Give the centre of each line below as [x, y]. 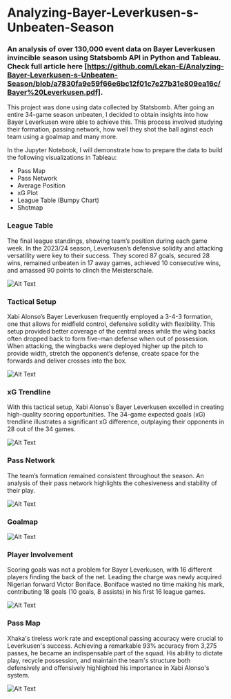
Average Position [41, 185]
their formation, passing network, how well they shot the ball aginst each [110, 129]
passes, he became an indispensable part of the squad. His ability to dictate [115, 653]
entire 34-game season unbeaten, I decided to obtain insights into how [108, 115]
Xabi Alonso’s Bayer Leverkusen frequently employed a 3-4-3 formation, [110, 317]
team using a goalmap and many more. [62, 137]
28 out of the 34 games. [41, 429]
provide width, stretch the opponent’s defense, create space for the [103, 354]
